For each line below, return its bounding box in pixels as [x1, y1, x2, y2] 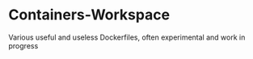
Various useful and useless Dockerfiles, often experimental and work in [8, 32, 246, 42]
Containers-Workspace [8, 6, 171, 24]
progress [8, 40, 39, 50]
